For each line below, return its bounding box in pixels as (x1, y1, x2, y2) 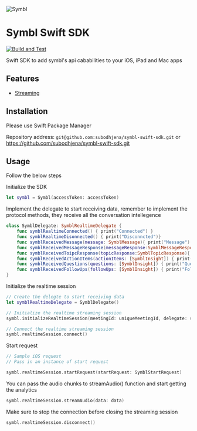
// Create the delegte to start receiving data (6, 294, 125, 300)
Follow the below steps (6, 172, 62, 179)
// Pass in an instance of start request (6, 359, 109, 365)
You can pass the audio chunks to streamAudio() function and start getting (6, 380, 186, 387)
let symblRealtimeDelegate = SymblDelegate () (6, 299, 119, 305)
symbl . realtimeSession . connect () (6, 331, 88, 337)
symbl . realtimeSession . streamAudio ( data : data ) (6, 398, 125, 403)
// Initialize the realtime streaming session (6, 310, 122, 316)
